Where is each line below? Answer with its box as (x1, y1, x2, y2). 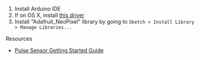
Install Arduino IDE (14, 5, 61, 12)
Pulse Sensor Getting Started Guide (14, 47, 104, 54)
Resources (5, 35, 33, 42)
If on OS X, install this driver (14, 12, 84, 19)
